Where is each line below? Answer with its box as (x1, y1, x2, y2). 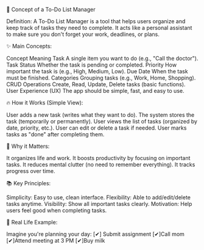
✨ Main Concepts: (6, 43, 52, 50)
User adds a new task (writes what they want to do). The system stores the (6, 111, 195, 119)
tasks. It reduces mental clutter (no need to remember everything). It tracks (6, 161, 195, 168)
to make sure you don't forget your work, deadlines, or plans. (6, 31, 160, 38)
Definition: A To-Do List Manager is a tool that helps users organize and (6, 18, 186, 24)
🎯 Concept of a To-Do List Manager (6, 6, 96, 13)
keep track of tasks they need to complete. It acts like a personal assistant (6, 24, 192, 31)
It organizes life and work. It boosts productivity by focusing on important (6, 155, 191, 161)
